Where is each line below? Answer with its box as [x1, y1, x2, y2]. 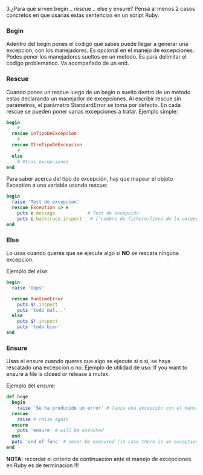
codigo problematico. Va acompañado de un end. [6, 60, 129, 67]
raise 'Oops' [11, 285, 45, 291]
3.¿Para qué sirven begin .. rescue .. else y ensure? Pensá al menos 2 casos [6, 5, 195, 12]
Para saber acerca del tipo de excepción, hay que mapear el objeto [6, 175, 173, 183]
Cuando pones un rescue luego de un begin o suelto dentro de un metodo [6, 88, 191, 95]
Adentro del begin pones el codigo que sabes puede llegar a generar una [6, 40, 188, 48]
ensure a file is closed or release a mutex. [6, 370, 110, 378]
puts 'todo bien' [17, 324, 61, 330]
